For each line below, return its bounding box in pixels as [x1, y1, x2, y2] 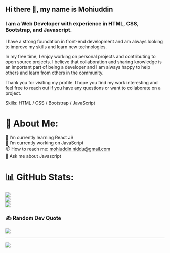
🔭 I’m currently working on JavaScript [5, 140, 84, 146]
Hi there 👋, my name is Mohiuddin [5, 5, 113, 14]
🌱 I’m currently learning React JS [5, 134, 74, 140]
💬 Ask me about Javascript [5, 153, 62, 159]
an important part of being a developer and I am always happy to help [5, 64, 151, 70]
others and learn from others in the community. [5, 69, 104, 76]
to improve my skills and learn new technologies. [5, 44, 107, 50]
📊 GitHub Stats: [5, 171, 74, 183]
